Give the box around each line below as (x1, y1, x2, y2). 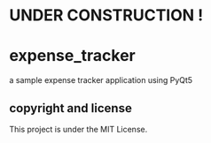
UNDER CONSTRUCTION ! (9, 5, 204, 26)
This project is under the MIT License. (9, 124, 148, 134)
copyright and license (9, 101, 133, 116)
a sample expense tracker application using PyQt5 (9, 75, 193, 86)
